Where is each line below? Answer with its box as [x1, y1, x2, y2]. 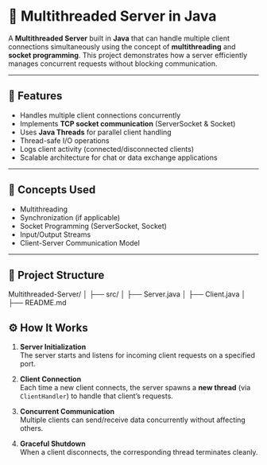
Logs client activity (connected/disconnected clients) [19, 144, 195, 153]
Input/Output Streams [19, 230, 91, 239]
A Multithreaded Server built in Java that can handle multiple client [8, 33, 230, 43]
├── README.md [8, 298, 67, 308]
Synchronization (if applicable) [19, 212, 121, 222]
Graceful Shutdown [19, 439, 86, 448]
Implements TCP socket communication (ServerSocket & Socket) [19, 118, 236, 128]
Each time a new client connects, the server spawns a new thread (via [19, 383, 251, 393]
